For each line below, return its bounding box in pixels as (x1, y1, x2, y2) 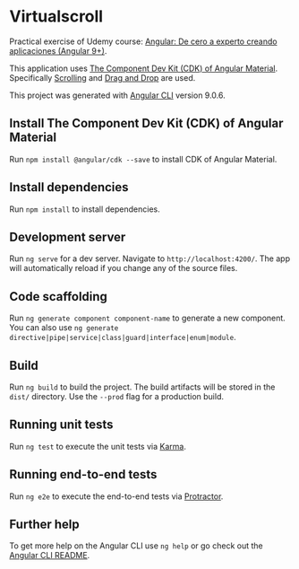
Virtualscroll (9, 6, 104, 27)
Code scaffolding (9, 289, 107, 304)
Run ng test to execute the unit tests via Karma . (9, 441, 186, 451)
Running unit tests (9, 417, 114, 433)
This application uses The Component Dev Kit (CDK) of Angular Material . (9, 63, 278, 74)
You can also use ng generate (9, 322, 119, 333)
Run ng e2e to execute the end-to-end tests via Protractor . (9, 491, 224, 502)
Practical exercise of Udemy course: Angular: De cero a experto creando (9, 36, 278, 47)
